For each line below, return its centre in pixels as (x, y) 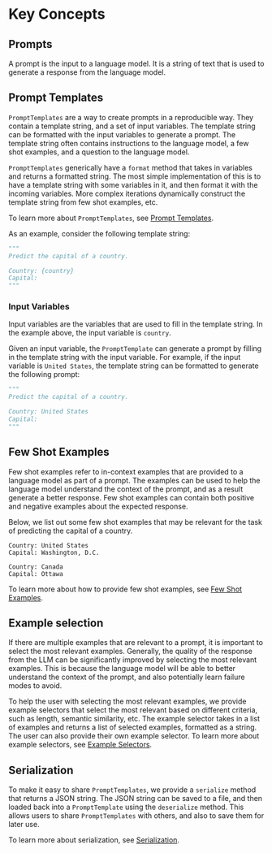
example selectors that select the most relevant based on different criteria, (133, 710)
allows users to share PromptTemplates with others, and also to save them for (136, 816)
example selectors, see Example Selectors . (80, 745)
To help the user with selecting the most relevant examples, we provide (127, 701)
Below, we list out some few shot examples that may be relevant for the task (135, 522)
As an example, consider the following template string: (99, 233)
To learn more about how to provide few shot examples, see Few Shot (125, 589)
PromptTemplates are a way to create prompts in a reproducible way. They (131, 117)
